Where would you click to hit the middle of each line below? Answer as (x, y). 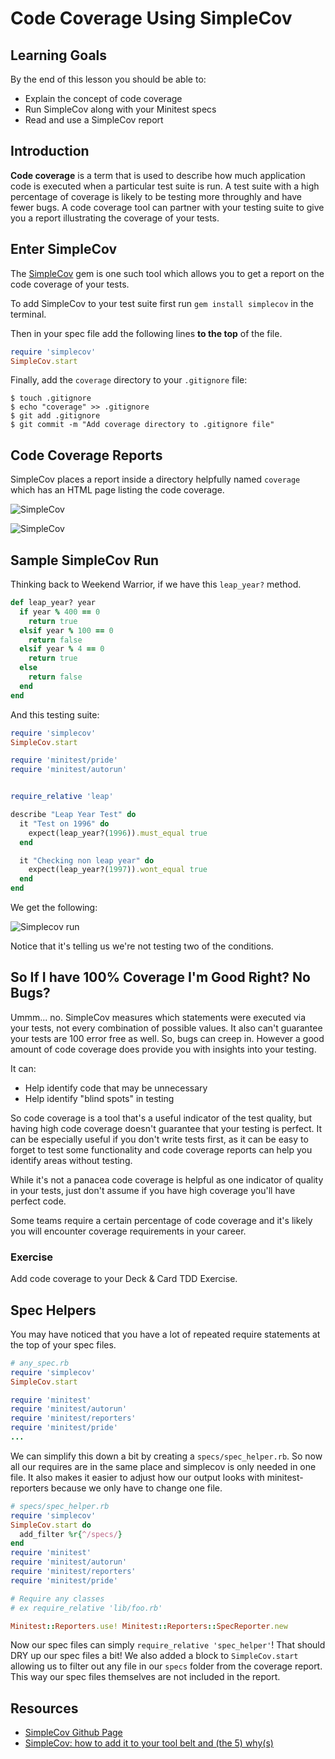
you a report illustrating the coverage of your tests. (115, 218)
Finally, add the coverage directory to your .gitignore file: (129, 380)
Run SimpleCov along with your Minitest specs (120, 109)
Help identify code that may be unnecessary (116, 1088)
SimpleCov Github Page (73, 1733)
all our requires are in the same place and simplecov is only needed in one (163, 1466)
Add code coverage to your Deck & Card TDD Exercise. (124, 1279)
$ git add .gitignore (55, 416)
